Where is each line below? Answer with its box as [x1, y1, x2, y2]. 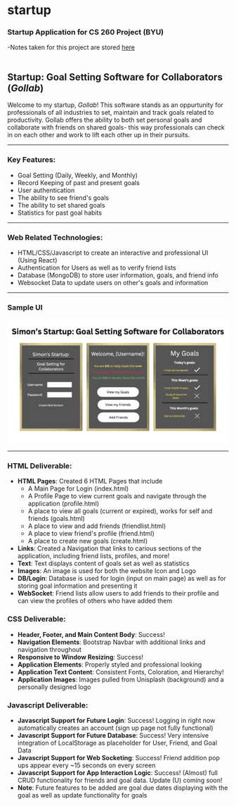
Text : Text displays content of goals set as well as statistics [17, 559, 190, 568]
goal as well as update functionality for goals [17, 791, 147, 800]
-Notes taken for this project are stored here [7, 43, 136, 51]
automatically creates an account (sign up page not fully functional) [17, 724, 214, 732]
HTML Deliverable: [7, 461, 72, 471]
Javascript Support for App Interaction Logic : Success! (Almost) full [17, 769, 218, 777]
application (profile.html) [27, 499, 100, 508]
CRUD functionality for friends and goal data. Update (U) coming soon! [17, 776, 223, 785]
